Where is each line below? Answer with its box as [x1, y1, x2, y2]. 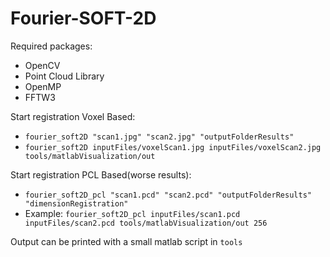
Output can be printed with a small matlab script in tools [10, 235, 243, 247]
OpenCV [24, 59, 61, 71]
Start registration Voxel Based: [10, 110, 136, 122]
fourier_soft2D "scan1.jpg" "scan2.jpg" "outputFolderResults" [24, 132, 295, 142]
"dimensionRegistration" [24, 198, 129, 209]
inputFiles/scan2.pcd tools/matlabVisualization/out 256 [24, 218, 268, 228]
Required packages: [10, 40, 93, 52]
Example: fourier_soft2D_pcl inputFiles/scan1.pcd [24, 207, 241, 219]
